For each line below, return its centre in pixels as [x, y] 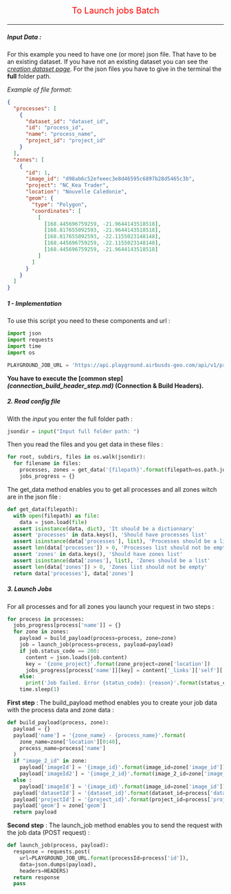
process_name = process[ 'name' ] [63, 748]
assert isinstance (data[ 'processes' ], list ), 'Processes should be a [115, 541]
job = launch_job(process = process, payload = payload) [97, 645]
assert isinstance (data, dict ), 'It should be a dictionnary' [104, 529]
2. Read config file [34, 402]
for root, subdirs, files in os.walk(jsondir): [77, 457]
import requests [30, 340]
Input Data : [24, 37]
